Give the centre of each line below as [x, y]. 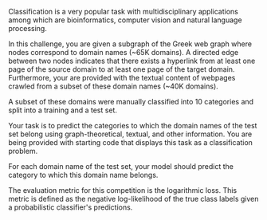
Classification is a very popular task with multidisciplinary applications [124, 12]
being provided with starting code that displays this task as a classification [131, 142]
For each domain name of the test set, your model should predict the [121, 166]
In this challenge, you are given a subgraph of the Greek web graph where [130, 44]
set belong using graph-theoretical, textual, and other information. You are [130, 134]
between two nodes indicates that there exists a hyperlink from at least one [132, 61]
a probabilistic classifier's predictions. [71, 207]
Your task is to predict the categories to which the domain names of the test [133, 126]
